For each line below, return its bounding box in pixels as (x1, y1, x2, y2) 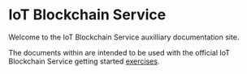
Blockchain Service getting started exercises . (8, 56, 160, 66)
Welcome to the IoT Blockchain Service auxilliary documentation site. (8, 32, 240, 42)
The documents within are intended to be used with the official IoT (8, 47, 230, 57)
